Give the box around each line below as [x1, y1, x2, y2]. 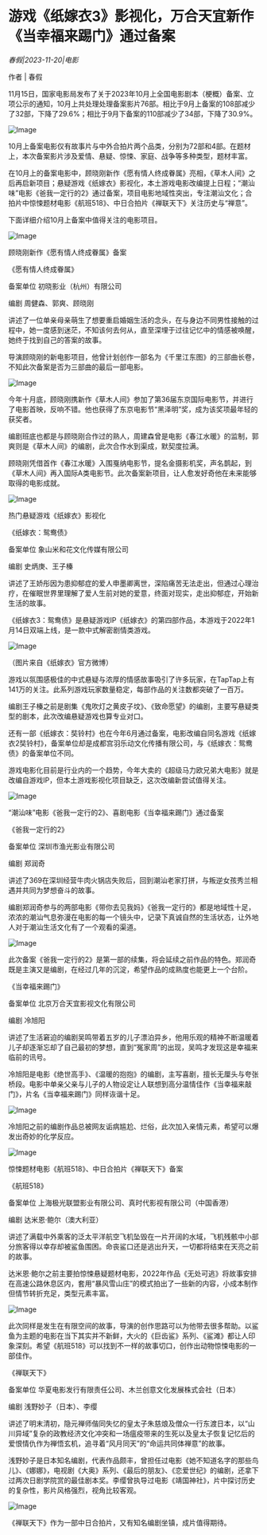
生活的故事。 [8, 598, 50, 608]
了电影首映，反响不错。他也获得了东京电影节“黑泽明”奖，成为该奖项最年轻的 [8, 404, 258, 414]
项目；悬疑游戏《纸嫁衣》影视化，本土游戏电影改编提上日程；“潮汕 [35, 178, 256, 187]
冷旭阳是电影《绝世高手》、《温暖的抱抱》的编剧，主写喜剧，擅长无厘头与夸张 [8, 1069, 259, 1079]
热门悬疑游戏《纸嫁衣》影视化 [8, 510, 106, 520]
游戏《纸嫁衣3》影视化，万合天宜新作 [8, 7, 254, 26]
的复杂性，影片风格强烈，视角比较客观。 [8, 1485, 141, 1495]
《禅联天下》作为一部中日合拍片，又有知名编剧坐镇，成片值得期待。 [8, 1517, 231, 1527]
